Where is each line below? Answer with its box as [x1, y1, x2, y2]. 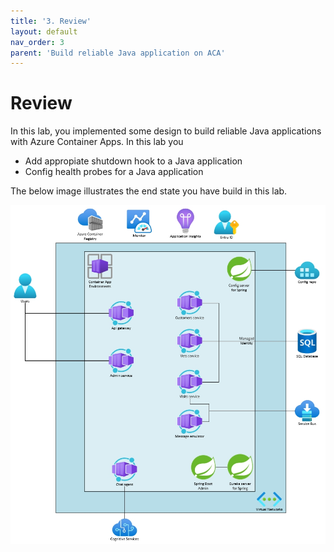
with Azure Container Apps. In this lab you [10, 136, 184, 148]
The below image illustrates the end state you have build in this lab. [10, 185, 288, 197]
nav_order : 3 [10, 37, 65, 47]
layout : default [10, 26, 78, 37]
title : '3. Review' [10, 16, 92, 26]
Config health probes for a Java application [24, 166, 204, 178]
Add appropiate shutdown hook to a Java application [24, 155, 243, 167]
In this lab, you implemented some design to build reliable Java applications [10, 125, 322, 137]
